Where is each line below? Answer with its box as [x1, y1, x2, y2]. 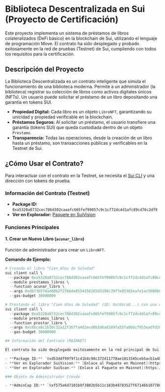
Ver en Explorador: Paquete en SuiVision [12, 211, 96, 217]
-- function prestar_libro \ [9, 320, 67, 325]
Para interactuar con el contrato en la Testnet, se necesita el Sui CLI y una [5, 172, 155, 178]
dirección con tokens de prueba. [5, 178, 71, 184]
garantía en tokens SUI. [5, 99, 53, 105]
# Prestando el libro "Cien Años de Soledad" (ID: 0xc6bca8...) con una [5, 302, 157, 308]
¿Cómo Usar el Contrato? [5, 160, 83, 168]
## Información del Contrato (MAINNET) [5, 338, 87, 343]
